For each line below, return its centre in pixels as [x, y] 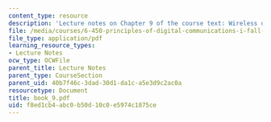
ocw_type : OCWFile [39, 61]
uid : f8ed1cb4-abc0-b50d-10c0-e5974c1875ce [83, 105]
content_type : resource [48, 16]
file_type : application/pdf [56, 38]
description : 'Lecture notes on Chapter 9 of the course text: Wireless [133, 23]
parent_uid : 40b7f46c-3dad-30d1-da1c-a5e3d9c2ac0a [95, 83]
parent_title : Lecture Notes [57, 68]
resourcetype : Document [48, 90]
